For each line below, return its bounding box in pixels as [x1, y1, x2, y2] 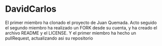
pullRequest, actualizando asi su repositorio [5, 35, 93, 41]
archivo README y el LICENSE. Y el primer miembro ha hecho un [5, 30, 136, 36]
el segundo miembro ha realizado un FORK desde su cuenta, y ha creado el [5, 24, 158, 30]
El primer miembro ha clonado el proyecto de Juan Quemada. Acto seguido [5, 20, 157, 25]
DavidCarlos [5, 3, 57, 15]
